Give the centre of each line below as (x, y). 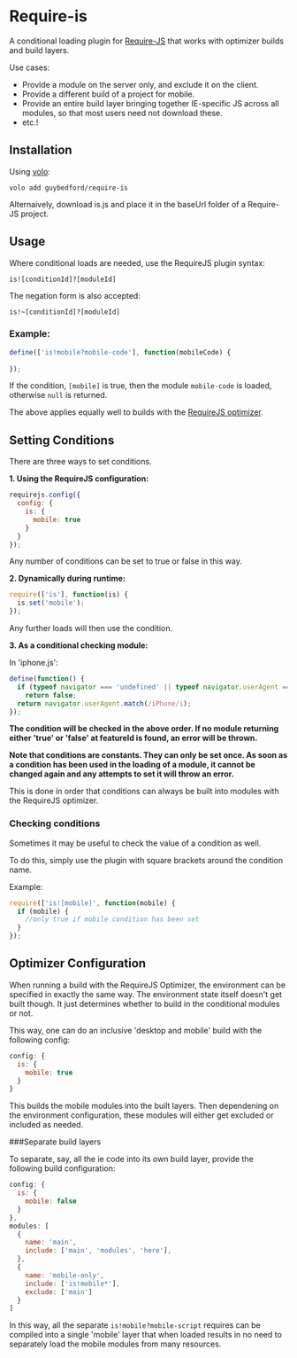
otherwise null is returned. (58, 395)
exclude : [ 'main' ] (59, 1292)
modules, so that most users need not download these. (122, 113)
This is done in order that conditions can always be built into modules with (145, 792)
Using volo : (30, 171)
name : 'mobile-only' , (65, 1275)
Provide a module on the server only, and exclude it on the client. (140, 84)
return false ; (51, 695)
